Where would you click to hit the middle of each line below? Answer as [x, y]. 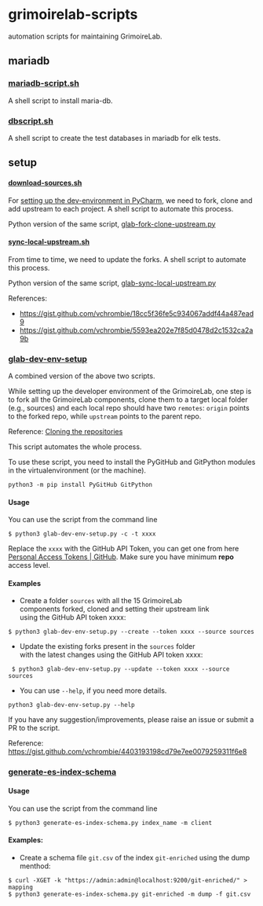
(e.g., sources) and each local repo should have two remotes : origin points [129, 408]
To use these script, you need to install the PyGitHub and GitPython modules [132, 462]
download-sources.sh [45, 182]
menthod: [35, 866]
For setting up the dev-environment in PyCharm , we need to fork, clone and [130, 200]
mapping [21, 887]
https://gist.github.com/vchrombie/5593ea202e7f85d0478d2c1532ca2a [136, 330]
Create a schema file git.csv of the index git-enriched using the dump [135, 857]
